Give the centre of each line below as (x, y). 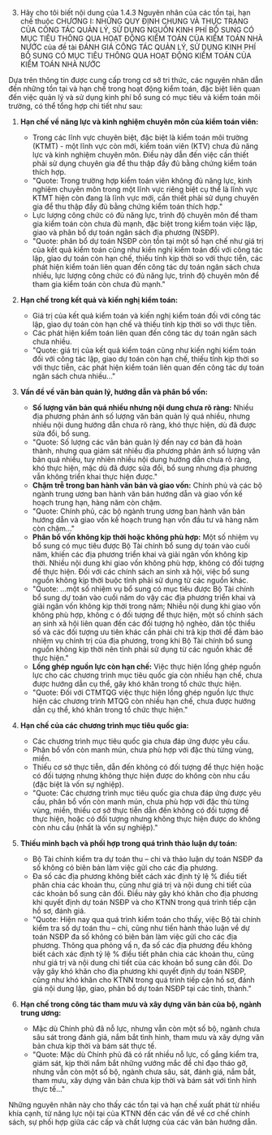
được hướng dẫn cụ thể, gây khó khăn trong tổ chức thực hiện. (137, 684)
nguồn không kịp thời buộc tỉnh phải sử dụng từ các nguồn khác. (140, 580)
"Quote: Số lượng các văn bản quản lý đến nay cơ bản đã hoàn (137, 442)
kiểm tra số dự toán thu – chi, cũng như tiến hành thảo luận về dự (141, 928)
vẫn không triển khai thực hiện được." (95, 477)
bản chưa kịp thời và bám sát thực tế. (94, 1046)
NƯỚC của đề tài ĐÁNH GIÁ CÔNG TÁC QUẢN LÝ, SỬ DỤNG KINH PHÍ (138, 47)
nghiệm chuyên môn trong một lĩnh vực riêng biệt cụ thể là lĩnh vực (145, 189)
